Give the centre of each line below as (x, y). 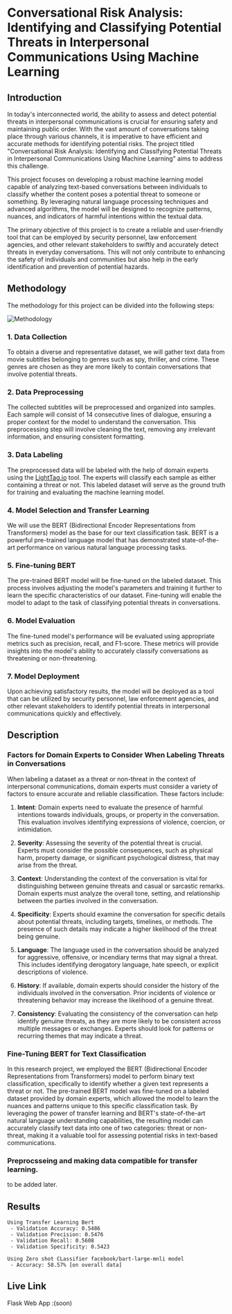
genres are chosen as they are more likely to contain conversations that (109, 367)
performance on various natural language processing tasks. (101, 547)
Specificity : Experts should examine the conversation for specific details (121, 914)
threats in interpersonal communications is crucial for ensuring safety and (113, 122)
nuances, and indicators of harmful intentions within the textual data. (105, 216)
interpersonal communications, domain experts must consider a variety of (113, 786)
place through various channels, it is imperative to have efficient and (105, 136)
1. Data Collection (37, 336)
